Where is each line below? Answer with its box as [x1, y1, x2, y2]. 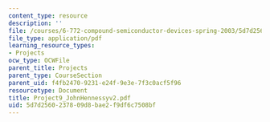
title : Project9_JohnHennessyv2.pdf [8, 94, 131, 102]
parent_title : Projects [8, 64, 88, 72]
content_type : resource [8, 11, 88, 20]
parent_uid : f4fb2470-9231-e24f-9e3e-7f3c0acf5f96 [8, 79, 182, 87]
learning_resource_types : [8, 42, 95, 50]
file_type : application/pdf [8, 34, 103, 43]
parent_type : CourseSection [8, 71, 103, 79]
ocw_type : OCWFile [8, 57, 70, 65]
